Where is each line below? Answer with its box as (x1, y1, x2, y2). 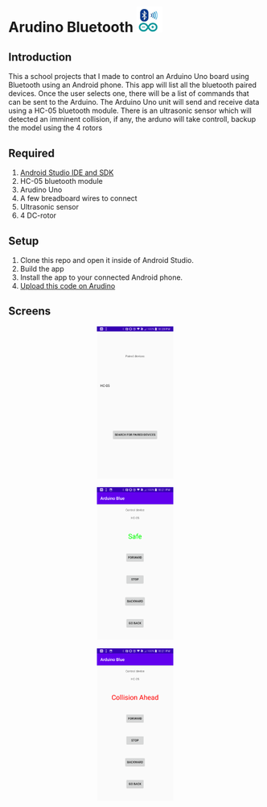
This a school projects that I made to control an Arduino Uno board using (8, 72, 249, 81)
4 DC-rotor (19, 210, 57, 220)
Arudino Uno (19, 185, 63, 195)
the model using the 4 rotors (8, 123, 103, 133)
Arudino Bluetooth (8, 19, 134, 36)
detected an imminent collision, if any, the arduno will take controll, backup (8, 114, 257, 124)
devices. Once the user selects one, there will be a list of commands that (8, 89, 249, 98)
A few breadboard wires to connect (19, 193, 138, 203)
